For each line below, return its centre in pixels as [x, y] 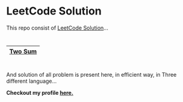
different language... [32, 81]
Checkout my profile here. [40, 93]
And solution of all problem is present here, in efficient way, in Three [91, 75]
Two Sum [23, 51]
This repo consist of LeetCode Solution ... [57, 28]
